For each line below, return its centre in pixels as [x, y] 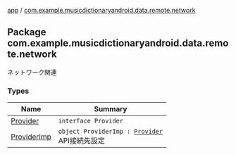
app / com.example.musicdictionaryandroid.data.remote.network [101, 10]
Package [27, 32]
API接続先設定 [82, 141]
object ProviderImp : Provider [111, 132]
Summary [111, 109]
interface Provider [91, 121]
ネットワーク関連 [32, 72]
